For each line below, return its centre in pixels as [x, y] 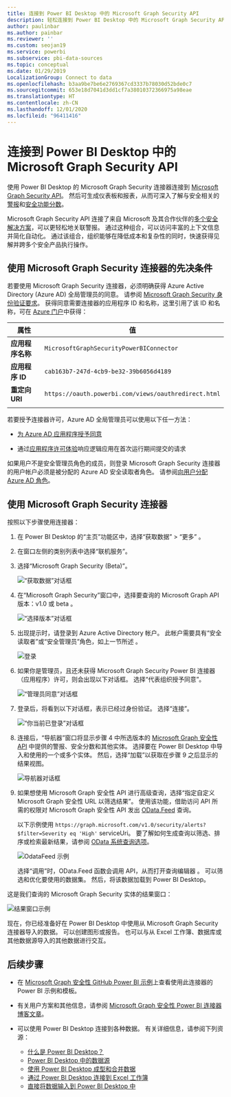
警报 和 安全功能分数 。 [37, 204]
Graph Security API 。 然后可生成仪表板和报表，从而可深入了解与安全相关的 [113, 195]
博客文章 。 [32, 1014]
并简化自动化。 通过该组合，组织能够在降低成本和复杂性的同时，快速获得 [110, 236]
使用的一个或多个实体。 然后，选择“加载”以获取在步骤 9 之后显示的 [124, 755]
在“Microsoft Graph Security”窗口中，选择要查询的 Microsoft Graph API [118, 595]
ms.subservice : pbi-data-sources [55, 58]
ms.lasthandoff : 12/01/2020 [47, 109]
